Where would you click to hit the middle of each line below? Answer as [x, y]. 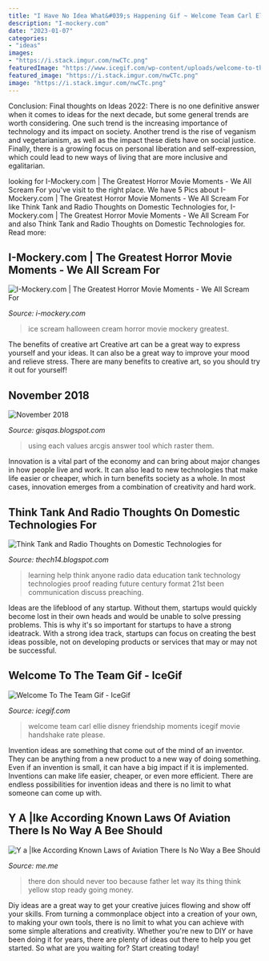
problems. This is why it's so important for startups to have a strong [120, 625]
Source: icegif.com [39, 711]
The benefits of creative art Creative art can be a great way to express [124, 344]
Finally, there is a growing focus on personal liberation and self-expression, [132, 149]
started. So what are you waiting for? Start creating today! [104, 947]
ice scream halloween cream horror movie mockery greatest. [128, 329]
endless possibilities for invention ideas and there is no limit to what [120, 784]
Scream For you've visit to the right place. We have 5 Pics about [114, 189]
